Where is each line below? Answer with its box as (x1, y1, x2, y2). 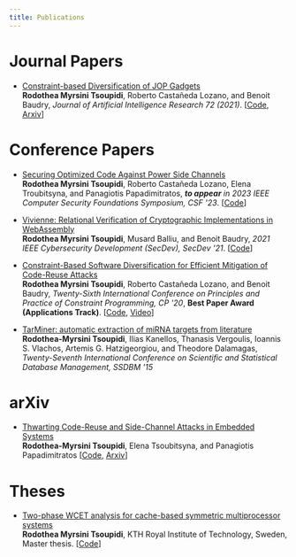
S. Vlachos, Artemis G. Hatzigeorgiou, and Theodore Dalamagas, (21, 343, 258, 353)
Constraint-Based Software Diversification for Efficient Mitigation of (21, 259, 268, 270)
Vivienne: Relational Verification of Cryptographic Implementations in (21, 214, 274, 225)
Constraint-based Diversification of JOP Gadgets (21, 81, 201, 91)
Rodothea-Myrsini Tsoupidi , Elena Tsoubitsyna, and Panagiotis (21, 440, 254, 452)
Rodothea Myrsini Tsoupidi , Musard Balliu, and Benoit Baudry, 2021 (21, 233, 270, 244)
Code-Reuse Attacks (21, 269, 98, 280)
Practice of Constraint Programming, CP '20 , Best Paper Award (21, 298, 254, 308)
